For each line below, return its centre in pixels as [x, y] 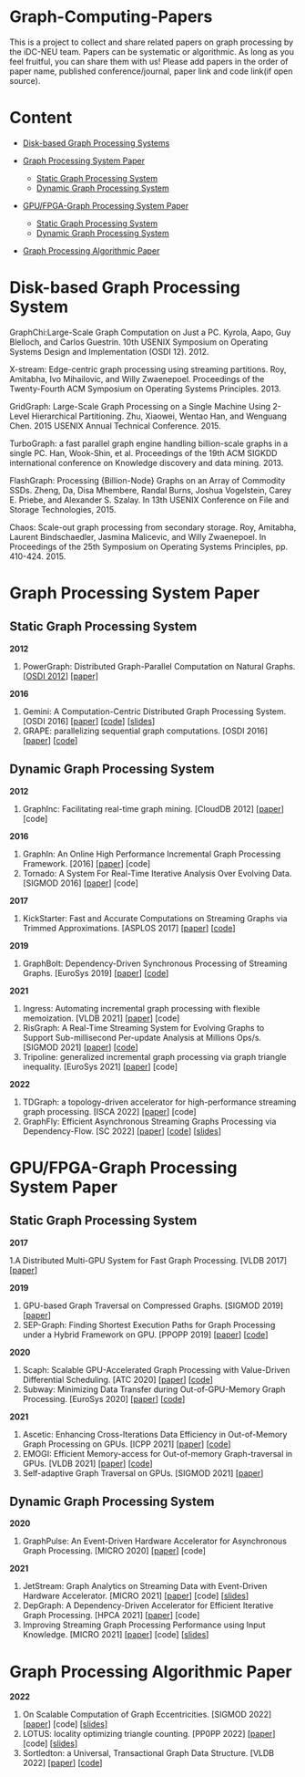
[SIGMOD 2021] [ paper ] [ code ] [80, 1047]
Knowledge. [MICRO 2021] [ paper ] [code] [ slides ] [116, 1635]
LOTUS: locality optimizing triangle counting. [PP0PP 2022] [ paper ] [149, 1734]
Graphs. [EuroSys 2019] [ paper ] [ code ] [96, 972]
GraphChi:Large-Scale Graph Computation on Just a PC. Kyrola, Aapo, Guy [150, 332]
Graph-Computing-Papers [111, 17]
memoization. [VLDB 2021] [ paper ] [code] [101, 1018]
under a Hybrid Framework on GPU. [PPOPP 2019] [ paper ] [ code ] [145, 1335]
